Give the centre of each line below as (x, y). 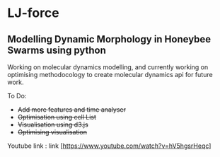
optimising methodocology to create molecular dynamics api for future (110, 75)
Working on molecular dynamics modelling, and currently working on (108, 67)
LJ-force (33, 13)
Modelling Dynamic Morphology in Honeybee (109, 39)
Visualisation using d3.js (53, 124)
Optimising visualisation (52, 132)
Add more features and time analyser (71, 110)
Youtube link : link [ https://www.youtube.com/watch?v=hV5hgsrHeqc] (109, 146)
